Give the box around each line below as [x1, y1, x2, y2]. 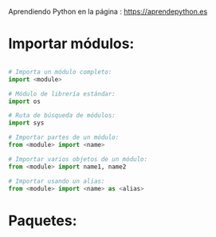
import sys [8, 119, 45, 127]
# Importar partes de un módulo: [8, 133, 120, 142]
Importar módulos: [8, 35, 135, 53]
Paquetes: [8, 211, 77, 230]
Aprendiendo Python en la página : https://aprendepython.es [8, 7, 208, 16]
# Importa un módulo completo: [8, 68, 112, 76]
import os [8, 97, 41, 105]
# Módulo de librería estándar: [8, 89, 116, 98]
